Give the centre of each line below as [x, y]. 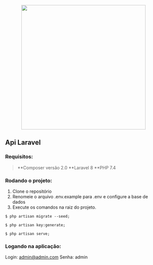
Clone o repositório [32, 191]
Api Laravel [23, 143]
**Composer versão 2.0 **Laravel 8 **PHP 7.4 [67, 167]
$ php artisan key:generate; [35, 225]
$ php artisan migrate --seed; [38, 216]
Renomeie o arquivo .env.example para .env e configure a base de [80, 196]
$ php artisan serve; [28, 234]
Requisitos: [19, 157]
